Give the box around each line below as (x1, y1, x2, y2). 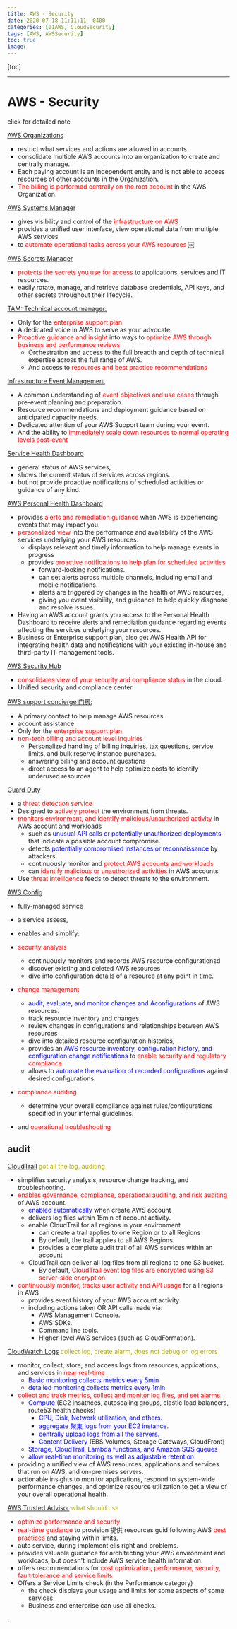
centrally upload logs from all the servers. (38, 1430, 160, 1438)
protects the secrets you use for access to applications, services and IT (17, 268, 226, 276)
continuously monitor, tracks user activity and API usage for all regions (17, 1280, 224, 1289)
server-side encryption (38, 1273, 106, 1282)
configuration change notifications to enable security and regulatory (28, 1051, 227, 1060)
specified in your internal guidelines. (28, 1109, 134, 1117)
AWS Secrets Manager (7, 254, 73, 262)
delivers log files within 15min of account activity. (28, 1213, 171, 1222)
